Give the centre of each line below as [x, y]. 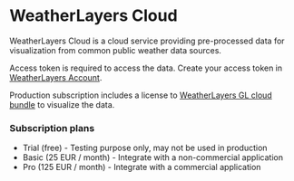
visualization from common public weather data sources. [116, 50]
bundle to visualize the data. [62, 104]
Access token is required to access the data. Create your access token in [146, 68]
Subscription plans [52, 128]
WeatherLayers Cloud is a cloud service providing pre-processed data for [147, 41]
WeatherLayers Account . [56, 77]
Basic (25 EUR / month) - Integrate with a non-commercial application [153, 157]
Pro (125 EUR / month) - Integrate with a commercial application [142, 167]
